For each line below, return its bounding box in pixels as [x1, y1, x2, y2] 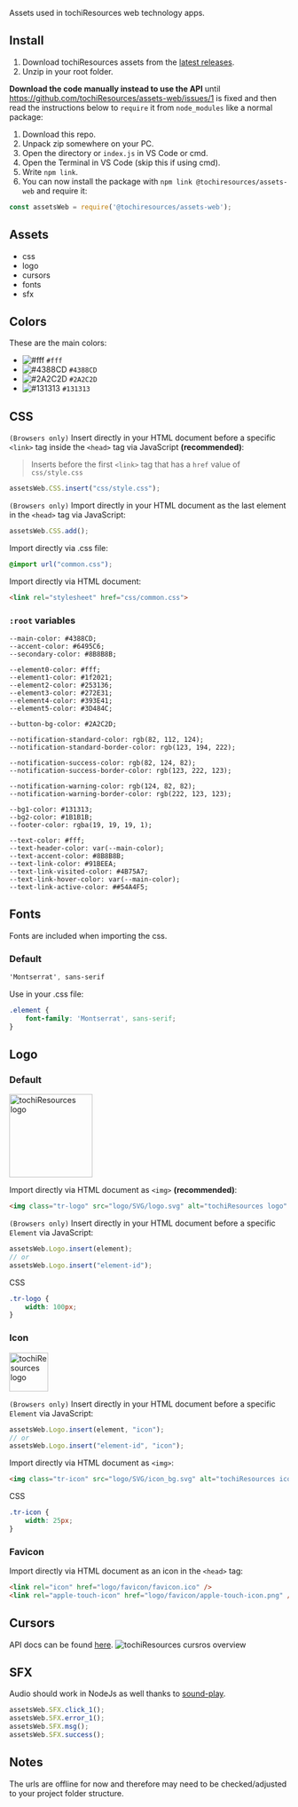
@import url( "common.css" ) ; [9, 559, 114, 569]
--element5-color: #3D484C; [9, 704, 114, 713]
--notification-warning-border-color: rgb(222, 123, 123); [9, 789, 232, 798]
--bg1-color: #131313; [9, 805, 93, 814]
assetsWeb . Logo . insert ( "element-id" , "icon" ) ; [9, 1441, 184, 1450]
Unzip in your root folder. [21, 66, 114, 76]
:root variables [9, 614, 76, 627]
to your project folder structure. [9, 1787, 124, 1798]
